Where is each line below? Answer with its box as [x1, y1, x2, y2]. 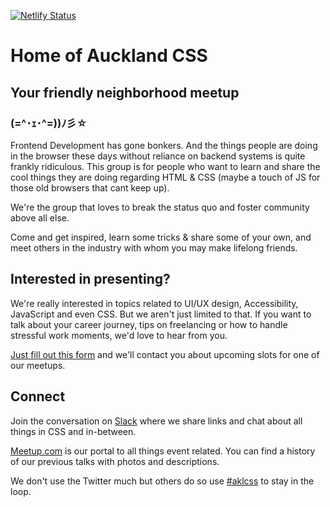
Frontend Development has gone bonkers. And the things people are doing [10, 139, 318, 151]
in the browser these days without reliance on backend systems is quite [10, 150, 306, 162]
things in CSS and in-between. [10, 425, 137, 437]
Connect [10, 388, 66, 405]
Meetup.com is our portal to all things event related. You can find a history [10, 445, 316, 457]
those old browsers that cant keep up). [10, 181, 170, 194]
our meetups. [10, 359, 66, 371]
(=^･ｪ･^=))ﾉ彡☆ [10, 116, 88, 130]
